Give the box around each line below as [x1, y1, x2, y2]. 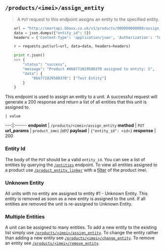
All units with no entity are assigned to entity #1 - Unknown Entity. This [5, 190, 148, 196]
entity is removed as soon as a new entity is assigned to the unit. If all [5, 195, 146, 202]
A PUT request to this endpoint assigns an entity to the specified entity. [17, 16, 160, 22]
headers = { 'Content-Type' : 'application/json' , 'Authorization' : [14, 35, 153, 40]
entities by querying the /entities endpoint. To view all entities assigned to [5, 162, 158, 168]
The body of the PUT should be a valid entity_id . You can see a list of [5, 156, 145, 162]
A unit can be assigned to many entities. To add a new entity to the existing [5, 224, 157, 230]
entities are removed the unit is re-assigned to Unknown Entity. [5, 201, 133, 207]
